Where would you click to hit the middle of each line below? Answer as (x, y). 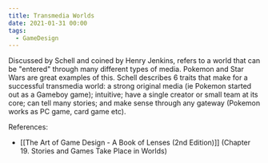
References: (28, 127)
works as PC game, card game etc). (67, 112)
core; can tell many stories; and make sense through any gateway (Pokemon (134, 103)
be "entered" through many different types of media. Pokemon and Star (126, 70)
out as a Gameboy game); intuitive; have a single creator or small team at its (133, 95)
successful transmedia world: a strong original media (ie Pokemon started (130, 86)
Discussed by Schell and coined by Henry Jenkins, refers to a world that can (134, 61)
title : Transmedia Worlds (51, 16)
